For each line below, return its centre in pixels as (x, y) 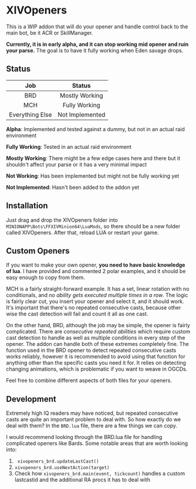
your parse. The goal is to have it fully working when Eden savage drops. (95, 50)
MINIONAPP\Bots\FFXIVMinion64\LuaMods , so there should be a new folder (93, 226)
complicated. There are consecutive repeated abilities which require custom (98, 332)
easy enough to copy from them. (45, 278)
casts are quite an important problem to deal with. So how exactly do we (93, 420)
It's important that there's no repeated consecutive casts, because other (94, 308)
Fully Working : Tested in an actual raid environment (69, 147)
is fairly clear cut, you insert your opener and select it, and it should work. (95, 301)
